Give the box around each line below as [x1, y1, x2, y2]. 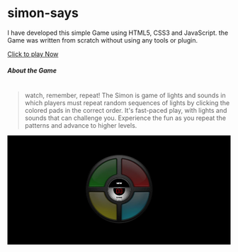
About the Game [7, 66, 57, 75]
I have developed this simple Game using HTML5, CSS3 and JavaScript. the [7, 28, 229, 37]
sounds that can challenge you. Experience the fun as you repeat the [24, 114, 227, 122]
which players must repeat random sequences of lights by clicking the [24, 98, 230, 107]
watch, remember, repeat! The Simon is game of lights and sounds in [24, 91, 226, 99]
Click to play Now [7, 50, 59, 58]
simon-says [7, 5, 79, 21]
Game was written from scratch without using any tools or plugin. [7, 35, 198, 44]
